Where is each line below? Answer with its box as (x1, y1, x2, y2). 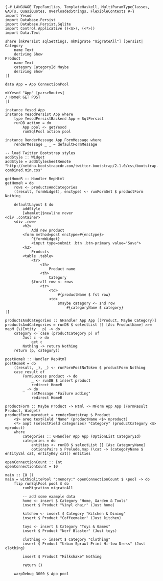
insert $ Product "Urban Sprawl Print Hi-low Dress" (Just (23, 541, 146, 546)
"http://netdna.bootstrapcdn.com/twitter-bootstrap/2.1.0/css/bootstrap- (5, 163, 159, 168)
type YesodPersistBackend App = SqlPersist (14, 116, 104, 121)
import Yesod (5, 13, 32, 18)
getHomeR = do (5, 181, 34, 185)
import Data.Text (5, 30, 41, 35)
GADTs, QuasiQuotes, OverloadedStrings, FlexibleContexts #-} (5, 9, 135, 14)
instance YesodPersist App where (5, 112, 73, 117)
